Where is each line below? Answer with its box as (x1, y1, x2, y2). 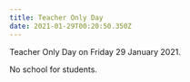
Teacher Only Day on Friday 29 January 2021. (9, 46, 182, 57)
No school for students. (9, 64, 98, 75)
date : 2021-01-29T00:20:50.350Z (9, 22, 132, 31)
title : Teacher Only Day (9, 13, 104, 23)
